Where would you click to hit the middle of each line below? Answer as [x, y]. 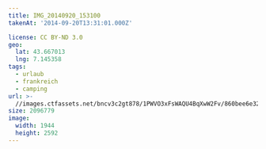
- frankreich [37, 81]
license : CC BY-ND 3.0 [46, 37]
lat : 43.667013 [40, 52]
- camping [31, 89]
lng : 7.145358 [38, 59]
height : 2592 [37, 133]
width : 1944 [35, 126]
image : [19, 118]
